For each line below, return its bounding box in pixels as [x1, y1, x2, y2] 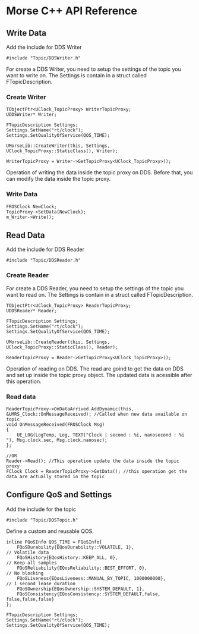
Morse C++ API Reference [6, 4, 138, 18]
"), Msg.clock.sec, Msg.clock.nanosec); [6, 437, 108, 443]
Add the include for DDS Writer [6, 43, 82, 51]
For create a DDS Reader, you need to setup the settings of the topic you [6, 284, 184, 292]
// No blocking [6, 570, 44, 576]
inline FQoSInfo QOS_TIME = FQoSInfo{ [6, 539, 102, 545]
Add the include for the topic [6, 506, 76, 513]
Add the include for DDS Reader [6, 246, 85, 253]
